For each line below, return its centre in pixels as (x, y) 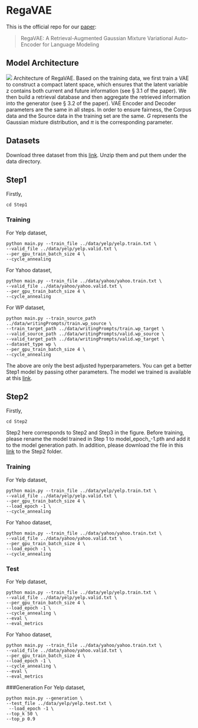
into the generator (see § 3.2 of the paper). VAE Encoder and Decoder (91, 103)
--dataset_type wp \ (32, 344)
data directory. (24, 161)
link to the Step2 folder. (34, 452)
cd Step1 (17, 205)
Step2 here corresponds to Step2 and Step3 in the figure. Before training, (95, 433)
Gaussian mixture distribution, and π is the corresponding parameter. (90, 122)
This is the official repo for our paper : (51, 27)
